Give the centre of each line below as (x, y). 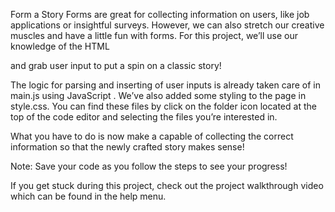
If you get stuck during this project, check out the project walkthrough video (167, 185)
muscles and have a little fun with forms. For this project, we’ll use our (154, 35)
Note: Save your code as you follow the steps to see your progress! (149, 166)
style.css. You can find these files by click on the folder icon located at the (163, 106)
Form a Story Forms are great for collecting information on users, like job (160, 14)
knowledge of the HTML (60, 46)
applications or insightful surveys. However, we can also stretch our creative (167, 25)
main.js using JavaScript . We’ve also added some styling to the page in (158, 95)
